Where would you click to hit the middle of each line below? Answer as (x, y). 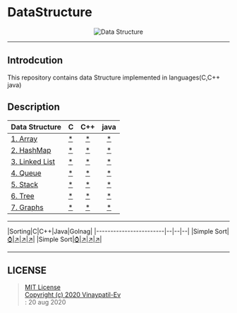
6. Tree (23, 196)
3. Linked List (33, 161)
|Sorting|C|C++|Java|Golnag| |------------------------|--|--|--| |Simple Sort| (118, 231)
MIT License (43, 287)
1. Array (24, 139)
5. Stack (25, 184)
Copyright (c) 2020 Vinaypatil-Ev (73, 295)
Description (34, 107)
